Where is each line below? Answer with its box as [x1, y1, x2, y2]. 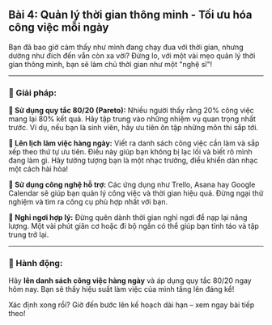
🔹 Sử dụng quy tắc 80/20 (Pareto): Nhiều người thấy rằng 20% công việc [8, 106, 255, 116]
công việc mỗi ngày [8, 21, 109, 35]
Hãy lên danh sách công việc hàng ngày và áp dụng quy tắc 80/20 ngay [8, 276, 253, 285]
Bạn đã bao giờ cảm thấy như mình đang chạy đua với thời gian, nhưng [8, 42, 244, 52]
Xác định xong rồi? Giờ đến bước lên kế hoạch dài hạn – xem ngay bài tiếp [8, 300, 255, 310]
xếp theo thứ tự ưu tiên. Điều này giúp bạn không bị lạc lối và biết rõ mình [8, 147, 253, 157]
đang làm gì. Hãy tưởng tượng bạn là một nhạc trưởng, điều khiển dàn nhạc [8, 155, 258, 166]
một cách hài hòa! [8, 164, 69, 174]
